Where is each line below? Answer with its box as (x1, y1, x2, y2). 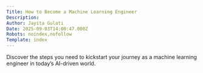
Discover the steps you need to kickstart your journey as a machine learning (6, 54, 198, 60)
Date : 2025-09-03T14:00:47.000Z (6, 25, 88, 32)
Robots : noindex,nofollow (6, 31, 72, 37)
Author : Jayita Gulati (6, 20, 64, 26)
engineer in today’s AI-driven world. (6, 60, 96, 67)
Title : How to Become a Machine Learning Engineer (6, 8, 137, 15)
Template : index (6, 37, 47, 43)
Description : (6, 14, 40, 21)
